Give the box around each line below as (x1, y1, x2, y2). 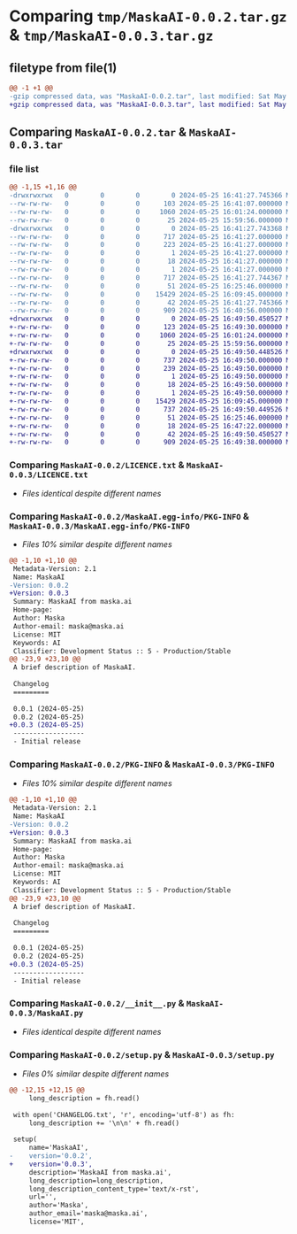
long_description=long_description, (28, 1176, 164, 1185)
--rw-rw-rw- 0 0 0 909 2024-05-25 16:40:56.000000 (9, 306, 283, 315)
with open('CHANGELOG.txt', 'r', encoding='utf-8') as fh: (12, 1110, 236, 1119)
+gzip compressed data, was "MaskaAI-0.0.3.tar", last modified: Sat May (9, 100, 287, 109)
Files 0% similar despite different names (21, 1068, 170, 1079)
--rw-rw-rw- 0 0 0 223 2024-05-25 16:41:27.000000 (9, 241, 283, 250)
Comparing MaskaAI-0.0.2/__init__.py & (9, 998, 185, 1010)
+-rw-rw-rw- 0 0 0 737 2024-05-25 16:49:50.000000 (9, 356, 283, 365)
